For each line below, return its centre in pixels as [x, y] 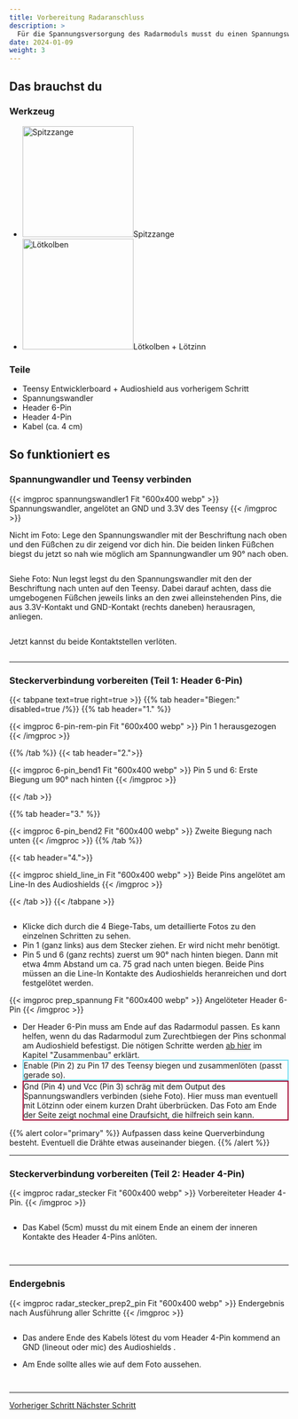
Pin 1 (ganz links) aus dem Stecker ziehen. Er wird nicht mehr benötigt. [151, 945]
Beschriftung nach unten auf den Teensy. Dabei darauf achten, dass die [141, 588]
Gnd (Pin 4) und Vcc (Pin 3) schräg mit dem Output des [125, 1086]
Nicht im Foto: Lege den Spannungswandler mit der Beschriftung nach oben [148, 535]
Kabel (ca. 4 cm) [52, 427]
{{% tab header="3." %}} [55, 814]
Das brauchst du [56, 86]
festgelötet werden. [58, 983]
